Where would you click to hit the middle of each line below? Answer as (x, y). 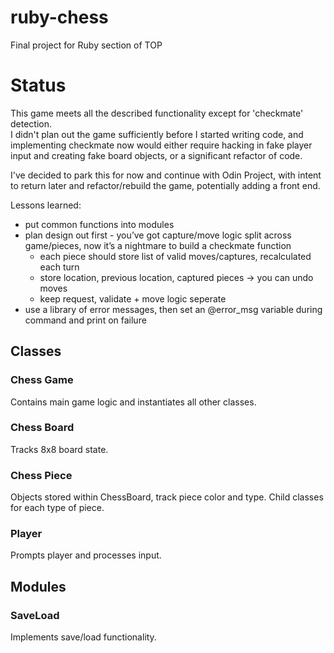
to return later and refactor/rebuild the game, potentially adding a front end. (165, 185)
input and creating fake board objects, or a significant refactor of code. (156, 155)
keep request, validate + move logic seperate (133, 298)
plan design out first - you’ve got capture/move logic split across (158, 235)
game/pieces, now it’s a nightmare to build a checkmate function (158, 245)
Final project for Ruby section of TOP (86, 45)
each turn (59, 267)
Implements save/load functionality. (83, 637)
